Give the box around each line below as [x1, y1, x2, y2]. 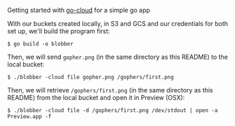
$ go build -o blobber [7, 41, 74, 48]
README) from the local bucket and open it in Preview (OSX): [7, 94, 185, 101]
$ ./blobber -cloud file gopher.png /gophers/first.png [7, 73, 174, 80]
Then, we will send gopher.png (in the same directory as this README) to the [7, 52, 228, 61]
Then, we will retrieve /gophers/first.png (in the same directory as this [7, 86, 213, 94]
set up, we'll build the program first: [7, 27, 110, 35]
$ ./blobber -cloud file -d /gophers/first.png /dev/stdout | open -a [7, 107, 218, 114]
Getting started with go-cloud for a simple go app [7, 6, 151, 14]
